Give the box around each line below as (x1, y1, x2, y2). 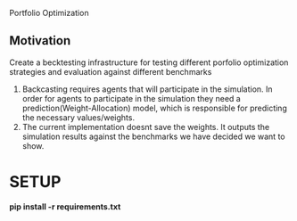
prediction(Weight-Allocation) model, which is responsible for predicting (21, 102, 287, 113)
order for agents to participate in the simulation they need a (21, 93, 241, 103)
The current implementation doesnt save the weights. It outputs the (21, 121, 270, 132)
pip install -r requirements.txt (9, 201, 121, 212)
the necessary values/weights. (21, 111, 136, 123)
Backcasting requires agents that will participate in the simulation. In (21, 84, 274, 94)
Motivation (9, 33, 71, 48)
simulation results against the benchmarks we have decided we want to (21, 131, 285, 142)
